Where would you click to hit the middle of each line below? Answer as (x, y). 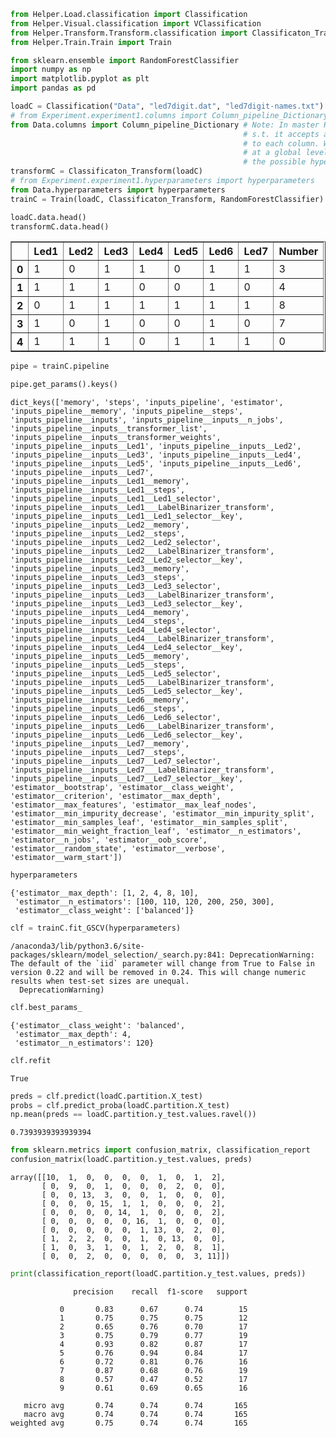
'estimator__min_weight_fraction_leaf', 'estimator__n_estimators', (156, 831)
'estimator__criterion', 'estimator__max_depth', (116, 796)
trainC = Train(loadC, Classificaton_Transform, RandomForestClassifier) (167, 199)
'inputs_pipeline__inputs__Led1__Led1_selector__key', (127, 516)
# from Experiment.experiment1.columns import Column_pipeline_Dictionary (169, 115)
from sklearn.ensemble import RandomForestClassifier (125, 60)
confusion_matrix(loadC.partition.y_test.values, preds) (131, 1160)
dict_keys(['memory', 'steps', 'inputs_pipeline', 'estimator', (147, 403)
